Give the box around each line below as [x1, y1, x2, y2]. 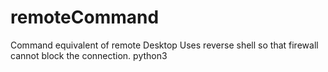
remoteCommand [10, 6, 160, 29]
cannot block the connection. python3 [10, 49, 168, 61]
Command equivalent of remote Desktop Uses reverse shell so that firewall [10, 39, 319, 51]
